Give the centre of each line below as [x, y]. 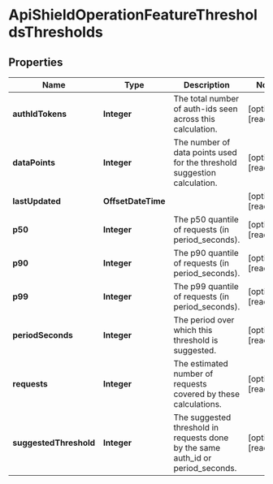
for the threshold [205, 162]
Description [206, 85]
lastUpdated [37, 201]
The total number [206, 99]
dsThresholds [56, 32]
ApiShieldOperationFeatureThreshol [133, 15]
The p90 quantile [206, 253]
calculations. [197, 404]
